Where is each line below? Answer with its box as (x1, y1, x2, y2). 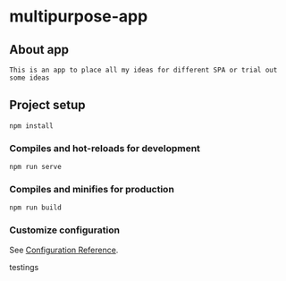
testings (9, 261, 39, 272)
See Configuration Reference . (9, 244, 119, 255)
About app (9, 42, 70, 57)
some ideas (9, 73, 50, 82)
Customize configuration (9, 224, 121, 236)
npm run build (9, 203, 63, 212)
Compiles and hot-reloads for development (9, 141, 201, 154)
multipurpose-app (9, 6, 148, 27)
